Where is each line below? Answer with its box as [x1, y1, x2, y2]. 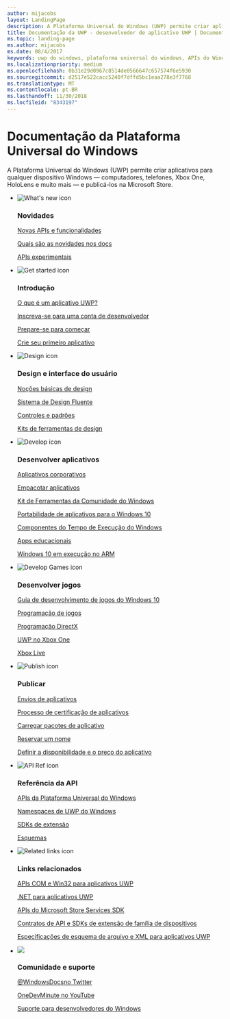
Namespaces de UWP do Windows [16, 807, 116, 815]
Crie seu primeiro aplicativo [16, 338, 95, 347]
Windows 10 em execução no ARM [16, 550, 115, 558]
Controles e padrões [16, 411, 75, 419]
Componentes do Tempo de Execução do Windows [16, 523, 162, 531]
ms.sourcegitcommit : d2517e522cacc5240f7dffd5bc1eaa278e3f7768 [7, 73, 192, 81]
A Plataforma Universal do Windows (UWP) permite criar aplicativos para [7, 166, 214, 174]
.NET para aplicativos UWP [16, 893, 94, 901]
